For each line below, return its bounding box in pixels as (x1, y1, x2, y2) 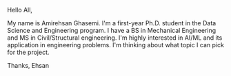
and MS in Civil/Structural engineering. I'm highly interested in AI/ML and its (7, 34, 223, 42)
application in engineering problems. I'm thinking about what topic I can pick (7, 41, 224, 49)
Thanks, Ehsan (7, 62, 50, 69)
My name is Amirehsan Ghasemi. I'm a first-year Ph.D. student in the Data (7, 19, 217, 27)
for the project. (7, 48, 50, 56)
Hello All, (7, 6, 33, 14)
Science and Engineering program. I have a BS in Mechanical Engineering (7, 27, 217, 34)
